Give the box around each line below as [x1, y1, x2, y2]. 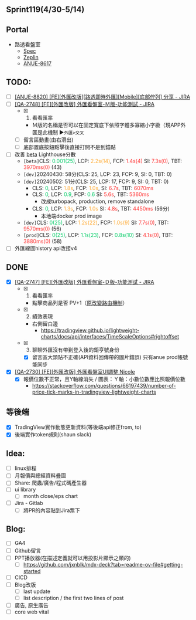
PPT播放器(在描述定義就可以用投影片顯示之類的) [14, 554, 131, 561]
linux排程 [14, 465, 37, 472]
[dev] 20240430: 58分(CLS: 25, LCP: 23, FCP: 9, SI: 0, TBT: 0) [23, 171, 173, 178]
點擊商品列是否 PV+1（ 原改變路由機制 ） [32, 299, 128, 307]
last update [23, 588, 51, 595]
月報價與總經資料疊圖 [14, 472, 66, 479]
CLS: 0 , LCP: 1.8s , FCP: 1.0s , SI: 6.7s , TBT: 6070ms [32, 185, 154, 192]
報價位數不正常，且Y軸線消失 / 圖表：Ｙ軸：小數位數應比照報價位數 [23, 375, 185, 383]
